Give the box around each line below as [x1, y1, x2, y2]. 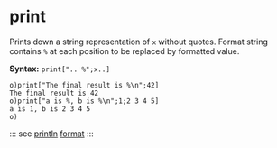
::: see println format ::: [9, 128, 94, 139]
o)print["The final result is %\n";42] [9, 80, 160, 89]
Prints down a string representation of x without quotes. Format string [9, 36, 269, 47]
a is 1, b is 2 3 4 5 [9, 104, 91, 114]
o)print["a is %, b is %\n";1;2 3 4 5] [9, 97, 160, 106]
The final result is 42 [9, 88, 99, 97]
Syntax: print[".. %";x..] [9, 63, 111, 74]
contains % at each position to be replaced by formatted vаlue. [9, 45, 240, 56]
